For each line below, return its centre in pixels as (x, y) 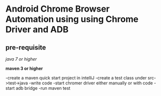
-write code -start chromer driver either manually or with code (91, 83)
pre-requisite (26, 47)
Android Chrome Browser (58, 9)
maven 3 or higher (24, 68)
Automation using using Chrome (72, 19)
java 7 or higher (21, 59)
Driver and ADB (37, 30)
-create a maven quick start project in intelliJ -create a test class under (76, 78)
